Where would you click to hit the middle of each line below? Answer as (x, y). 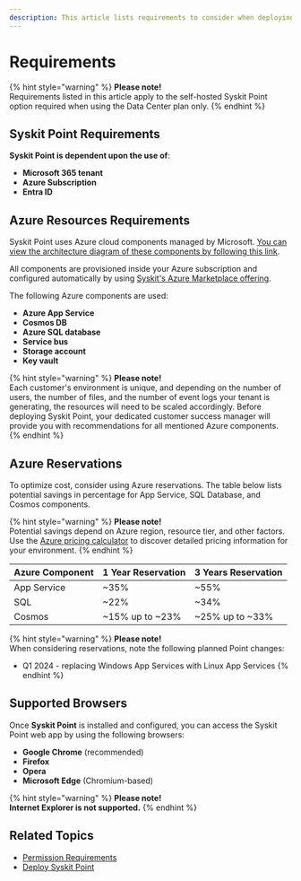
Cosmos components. (50, 504)
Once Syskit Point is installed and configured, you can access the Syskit (143, 725)
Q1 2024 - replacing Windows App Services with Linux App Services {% (155, 666)
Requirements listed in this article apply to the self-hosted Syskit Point (138, 96)
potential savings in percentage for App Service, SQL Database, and (135, 495)
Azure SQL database (61, 332)
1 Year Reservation (144, 572)
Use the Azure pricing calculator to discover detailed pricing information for (149, 541)
